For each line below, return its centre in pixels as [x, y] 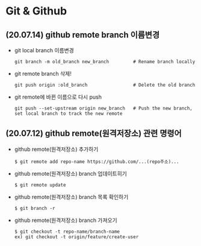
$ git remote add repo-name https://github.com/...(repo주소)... [97, 161]
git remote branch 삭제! [43, 74]
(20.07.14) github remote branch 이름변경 [83, 35]
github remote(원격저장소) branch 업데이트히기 [70, 173]
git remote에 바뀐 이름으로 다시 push [58, 97]
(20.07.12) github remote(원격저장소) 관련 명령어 [94, 134]
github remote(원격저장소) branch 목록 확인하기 [71, 197]
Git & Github [36, 11]
